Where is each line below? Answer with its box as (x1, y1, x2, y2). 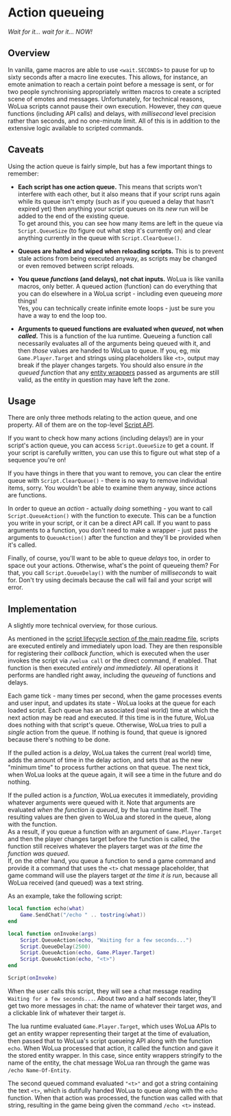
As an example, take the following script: (8, 892, 123, 900)
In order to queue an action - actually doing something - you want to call (8, 504, 213, 512)
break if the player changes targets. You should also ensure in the (17, 361, 204, 369)
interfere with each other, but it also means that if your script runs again (17, 190, 221, 198)
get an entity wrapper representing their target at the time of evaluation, (8, 1029, 211, 1037)
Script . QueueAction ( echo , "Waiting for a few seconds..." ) (20, 936, 193, 944)
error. (8, 583, 23, 591)
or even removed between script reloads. (17, 261, 134, 270)
